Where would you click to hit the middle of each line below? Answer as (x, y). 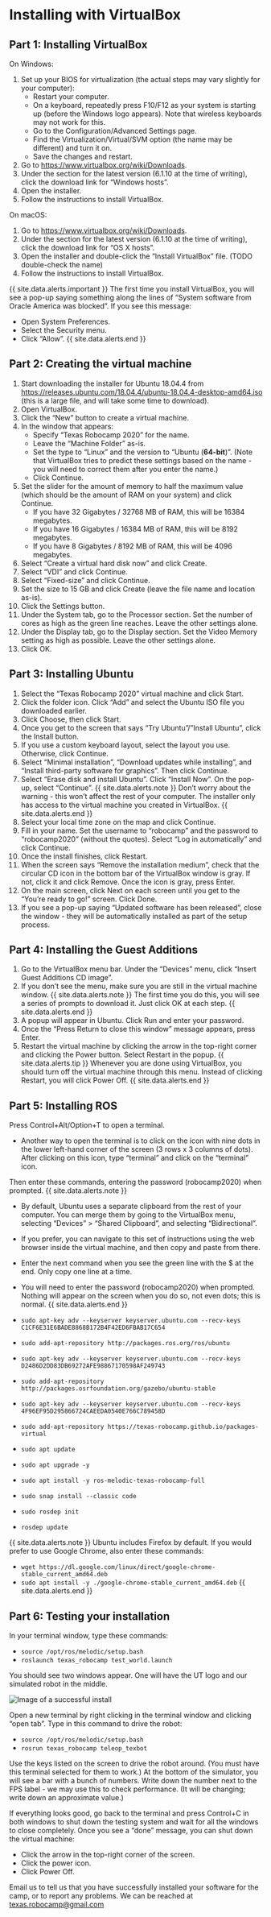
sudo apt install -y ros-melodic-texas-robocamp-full (113, 1481)
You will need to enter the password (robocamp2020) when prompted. (138, 1287)
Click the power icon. (56, 1863)
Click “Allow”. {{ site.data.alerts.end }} (83, 339)
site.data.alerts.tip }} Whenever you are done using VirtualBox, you (131, 1063)
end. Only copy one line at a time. (76, 1272)
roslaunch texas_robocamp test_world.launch (96, 1661)
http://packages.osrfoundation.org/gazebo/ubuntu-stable (118, 1389)
